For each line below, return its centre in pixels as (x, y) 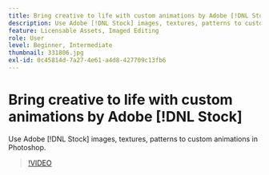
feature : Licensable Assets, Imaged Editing (84, 30)
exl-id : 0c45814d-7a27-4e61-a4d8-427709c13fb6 (87, 61)
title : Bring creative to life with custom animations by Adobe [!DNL (128, 16)
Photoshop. (27, 147)
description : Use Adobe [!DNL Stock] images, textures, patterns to (125, 23)
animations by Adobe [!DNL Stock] (125, 117)
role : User (26, 38)
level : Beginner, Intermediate (60, 46)
